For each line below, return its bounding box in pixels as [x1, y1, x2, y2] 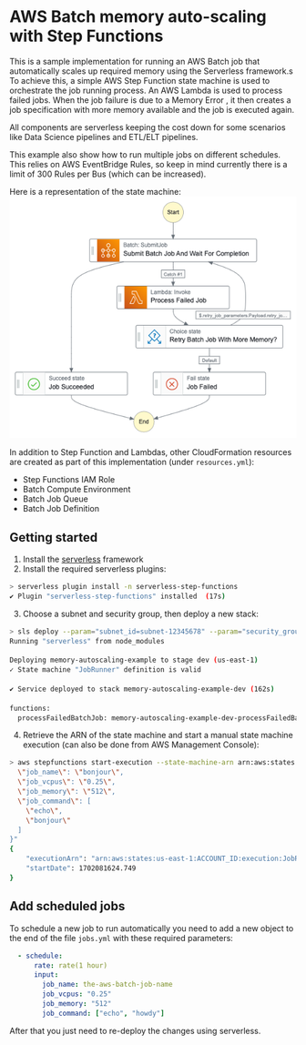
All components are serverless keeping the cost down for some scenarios [9, 121, 286, 133]
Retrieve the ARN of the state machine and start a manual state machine [22, 730, 293, 741]
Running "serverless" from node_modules [9, 636, 166, 645]
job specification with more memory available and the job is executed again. [9, 104, 295, 115]
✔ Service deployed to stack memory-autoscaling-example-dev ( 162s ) [9, 685, 275, 694]
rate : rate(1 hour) [33, 960, 107, 970]
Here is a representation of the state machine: [9, 186, 182, 197]
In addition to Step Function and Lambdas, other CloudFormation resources [9, 447, 292, 458]
